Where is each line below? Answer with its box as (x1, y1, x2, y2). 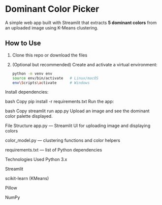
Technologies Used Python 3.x (5, 156, 67, 162)
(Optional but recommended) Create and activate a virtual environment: (12, 61, 158, 67)
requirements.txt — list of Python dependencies (5, 147, 102, 153)
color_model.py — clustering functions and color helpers (5, 137, 121, 143)
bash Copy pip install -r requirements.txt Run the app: (5, 99, 114, 104)
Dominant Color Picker (5, 3, 99, 15)
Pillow (5, 185, 17, 191)
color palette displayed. (5, 113, 53, 119)
